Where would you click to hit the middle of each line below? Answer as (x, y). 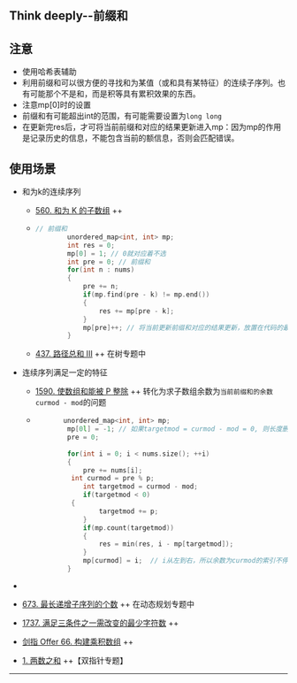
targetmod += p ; (129, 511)
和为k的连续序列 (51, 192)
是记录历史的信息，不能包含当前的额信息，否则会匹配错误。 (130, 138)
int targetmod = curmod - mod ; (141, 487)
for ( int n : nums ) (101, 270)
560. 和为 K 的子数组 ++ (79, 211)
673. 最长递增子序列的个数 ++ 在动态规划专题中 (108, 603)
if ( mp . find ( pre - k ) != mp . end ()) (146, 295)
